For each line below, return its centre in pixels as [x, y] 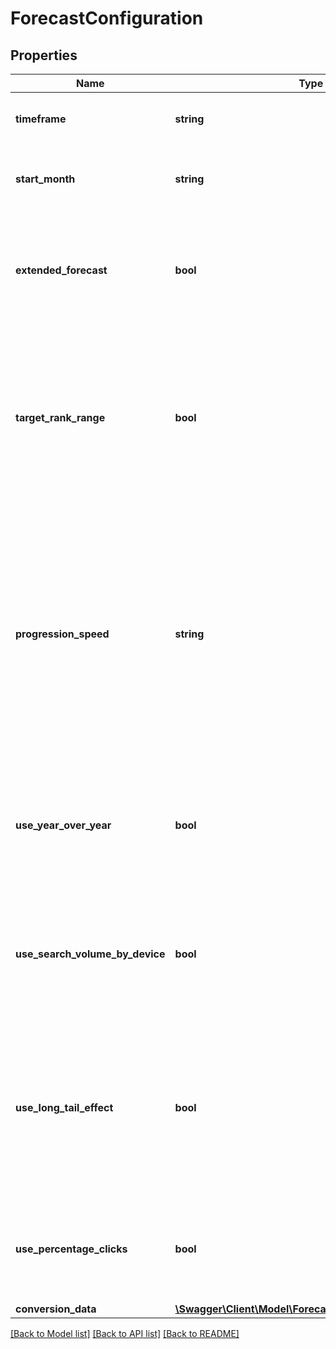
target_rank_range [60, 417]
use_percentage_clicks [71, 1249]
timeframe [41, 119]
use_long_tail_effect [64, 1107]
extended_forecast [61, 270]
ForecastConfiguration [107, 18]
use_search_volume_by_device [90, 954]
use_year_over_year [63, 825]
